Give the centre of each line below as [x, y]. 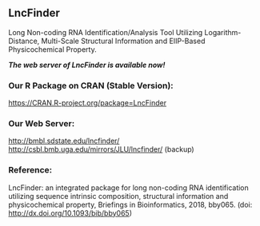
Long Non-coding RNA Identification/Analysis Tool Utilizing [106, 32]
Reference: [30, 170]
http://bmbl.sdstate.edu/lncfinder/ [64, 141]
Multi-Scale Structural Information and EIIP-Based [123, 41]
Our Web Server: [42, 124]
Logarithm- [223, 32]
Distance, [24, 41]
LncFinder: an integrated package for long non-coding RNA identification [129, 188]
